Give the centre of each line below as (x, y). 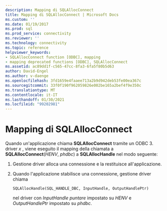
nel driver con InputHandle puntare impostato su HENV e (72, 198)
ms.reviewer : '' (22, 39)
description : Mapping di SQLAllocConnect (50, 10)
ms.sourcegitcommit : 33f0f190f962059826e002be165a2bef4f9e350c (73, 85)
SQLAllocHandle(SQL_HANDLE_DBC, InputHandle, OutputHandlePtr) (81, 189)
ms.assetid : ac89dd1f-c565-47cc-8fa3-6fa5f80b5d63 (60, 66)
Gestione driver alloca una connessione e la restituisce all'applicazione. (87, 164)
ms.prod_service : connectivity (38, 33)
